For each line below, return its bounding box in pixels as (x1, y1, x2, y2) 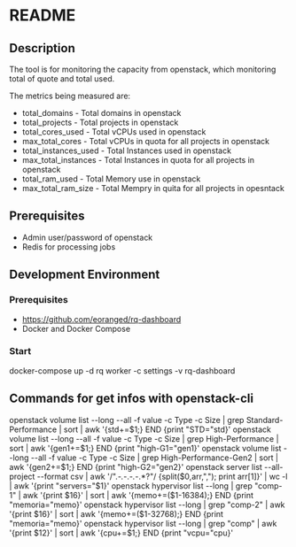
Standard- (245, 414, 284, 425)
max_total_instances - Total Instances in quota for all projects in (21, 155, 255, 165)
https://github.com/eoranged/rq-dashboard (21, 313, 182, 324)
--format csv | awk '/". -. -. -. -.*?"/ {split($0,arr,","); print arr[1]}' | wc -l (36, 471, 288, 482)
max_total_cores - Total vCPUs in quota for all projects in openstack (21, 136, 270, 146)
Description (9, 41, 75, 56)
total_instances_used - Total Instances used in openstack (21, 145, 232, 156)
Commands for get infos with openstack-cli (9, 391, 254, 406)
